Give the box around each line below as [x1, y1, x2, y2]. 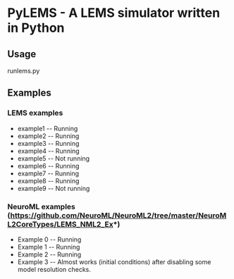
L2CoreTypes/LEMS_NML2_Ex [7, 219, 114, 229]
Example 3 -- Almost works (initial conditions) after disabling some [17, 257, 211, 266]
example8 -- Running [17, 176, 80, 185]
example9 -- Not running [17, 184, 90, 192]
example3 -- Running [17, 139, 80, 147]
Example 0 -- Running [17, 235, 82, 244]
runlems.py [7, 67, 40, 75]
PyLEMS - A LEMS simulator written [7, 5, 221, 21]
